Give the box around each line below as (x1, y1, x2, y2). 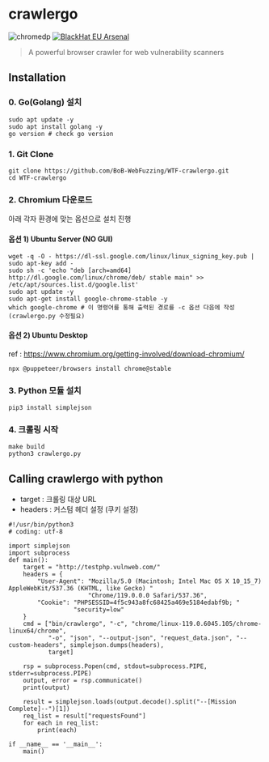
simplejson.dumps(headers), (69, 641, 164, 649)
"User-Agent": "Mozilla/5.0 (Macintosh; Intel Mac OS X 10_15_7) (37, 577, 263, 585)
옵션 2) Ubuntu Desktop (8, 330, 88, 340)
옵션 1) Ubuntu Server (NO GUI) (8, 234, 113, 244)
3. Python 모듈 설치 (8, 385, 82, 396)
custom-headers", (8, 641, 67, 649)
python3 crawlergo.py (8, 450, 82, 458)
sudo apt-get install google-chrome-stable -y (8, 295, 168, 304)
